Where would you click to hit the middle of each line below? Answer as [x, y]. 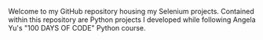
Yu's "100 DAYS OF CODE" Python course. [77, 28]
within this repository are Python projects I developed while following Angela [132, 20]
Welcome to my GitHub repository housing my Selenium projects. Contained [131, 11]
